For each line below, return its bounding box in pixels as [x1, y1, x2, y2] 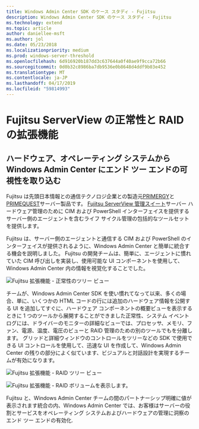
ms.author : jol [6, 36, 44, 42]
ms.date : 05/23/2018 [6, 42, 58, 48]
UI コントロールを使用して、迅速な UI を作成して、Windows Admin [17, 342, 181, 349]
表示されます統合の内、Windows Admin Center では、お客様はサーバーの [6, 402, 185, 409]
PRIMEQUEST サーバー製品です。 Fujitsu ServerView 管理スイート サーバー [6, 200, 187, 207]
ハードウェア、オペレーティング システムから [6, 154, 170, 164]
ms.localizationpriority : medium [6, 47, 89, 53]
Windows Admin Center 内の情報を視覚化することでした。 [6, 265, 149, 272]
